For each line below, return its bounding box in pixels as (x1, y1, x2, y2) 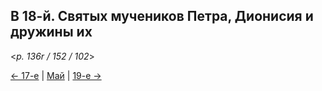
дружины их (10, 24, 93, 41)
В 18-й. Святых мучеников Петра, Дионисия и (10, 8, 314, 25)
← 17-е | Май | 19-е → (10, 69, 102, 81)
